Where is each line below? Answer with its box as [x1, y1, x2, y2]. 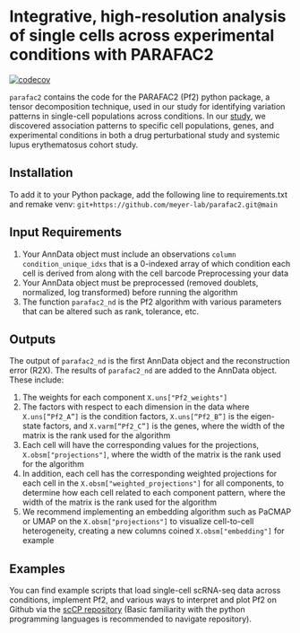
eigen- [250, 411, 275, 422]
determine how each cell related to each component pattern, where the [21, 488, 286, 498]
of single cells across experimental [9, 25, 275, 46]
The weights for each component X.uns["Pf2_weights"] [21, 392, 228, 403]
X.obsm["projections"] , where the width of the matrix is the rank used [21, 449, 282, 460]
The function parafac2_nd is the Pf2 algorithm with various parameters [21, 296, 282, 307]
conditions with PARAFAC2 [9, 45, 214, 65]
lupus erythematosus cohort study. [9, 139, 139, 150]
